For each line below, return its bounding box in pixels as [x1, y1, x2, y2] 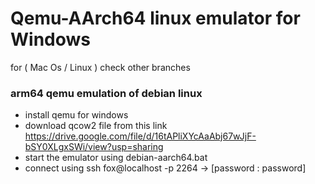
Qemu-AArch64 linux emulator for [10, 7, 301, 30]
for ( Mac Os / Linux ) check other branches [10, 61, 191, 73]
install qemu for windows [24, 109, 129, 121]
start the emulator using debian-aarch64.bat [24, 152, 208, 164]
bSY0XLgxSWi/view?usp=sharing [24, 141, 164, 153]
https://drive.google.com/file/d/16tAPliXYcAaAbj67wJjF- [24, 130, 257, 142]
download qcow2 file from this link [24, 120, 168, 132]
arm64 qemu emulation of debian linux [10, 86, 203, 100]
